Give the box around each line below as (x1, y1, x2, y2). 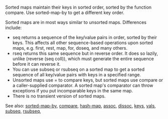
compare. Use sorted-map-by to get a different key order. (5, 10, 124, 16)
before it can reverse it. (12, 61, 61, 67)
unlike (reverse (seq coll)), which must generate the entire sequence (12, 56, 154, 62)
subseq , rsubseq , (5, 108, 42, 114)
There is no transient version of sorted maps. (12, 93, 106, 99)
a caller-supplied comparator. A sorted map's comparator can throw (12, 82, 153, 88)
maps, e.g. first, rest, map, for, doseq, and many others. (12, 45, 128, 51)
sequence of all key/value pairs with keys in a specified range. (12, 72, 141, 77)
